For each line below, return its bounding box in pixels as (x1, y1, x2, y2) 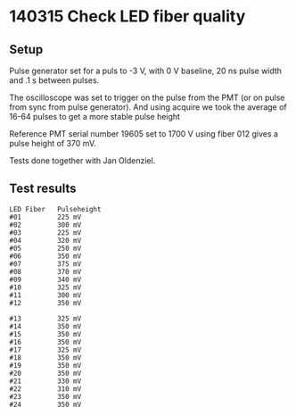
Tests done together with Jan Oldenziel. (9, 155, 156, 166)
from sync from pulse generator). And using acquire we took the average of (9, 102, 287, 112)
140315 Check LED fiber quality (9, 6, 246, 27)
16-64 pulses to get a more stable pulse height (9, 112, 181, 121)
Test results (9, 181, 77, 196)
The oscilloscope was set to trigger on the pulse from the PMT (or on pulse (9, 92, 285, 103)
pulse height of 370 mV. (9, 138, 96, 148)
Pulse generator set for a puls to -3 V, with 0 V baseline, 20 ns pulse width (9, 65, 283, 76)
